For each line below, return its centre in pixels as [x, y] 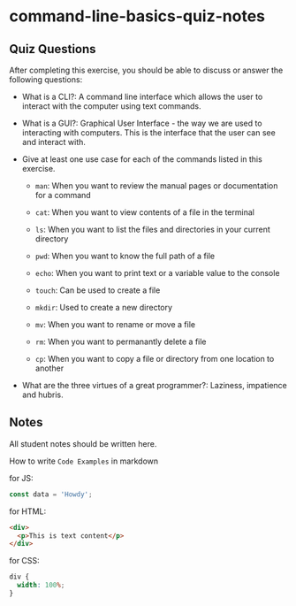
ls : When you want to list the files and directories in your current [153, 229]
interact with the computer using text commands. [111, 106]
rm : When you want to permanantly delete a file [121, 341]
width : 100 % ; [41, 586]
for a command [63, 195]
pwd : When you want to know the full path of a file [125, 256]
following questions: [46, 80]
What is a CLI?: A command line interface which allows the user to [142, 96]
